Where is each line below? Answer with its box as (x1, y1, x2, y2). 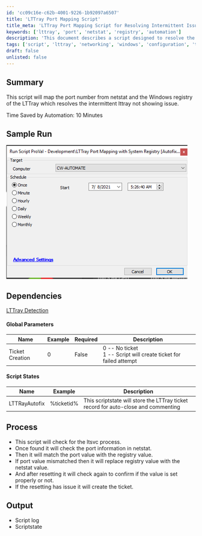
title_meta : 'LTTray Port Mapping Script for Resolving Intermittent (6, 22, 185, 28)
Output (6, 500, 33, 511)
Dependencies (6, 291, 62, 301)
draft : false (6, 48, 39, 54)
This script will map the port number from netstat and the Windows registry (6, 93, 193, 101)
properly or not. (14, 476, 54, 484)
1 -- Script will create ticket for (102, 351, 181, 358)
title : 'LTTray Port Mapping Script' (6, 16, 101, 22)
